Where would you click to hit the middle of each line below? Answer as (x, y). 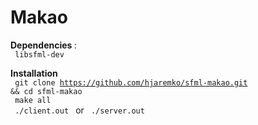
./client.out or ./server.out (79, 110)
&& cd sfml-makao (46, 91)
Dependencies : (43, 45)
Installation (34, 73)
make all (33, 100)
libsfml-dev (39, 54)
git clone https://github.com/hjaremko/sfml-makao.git (131, 82)
